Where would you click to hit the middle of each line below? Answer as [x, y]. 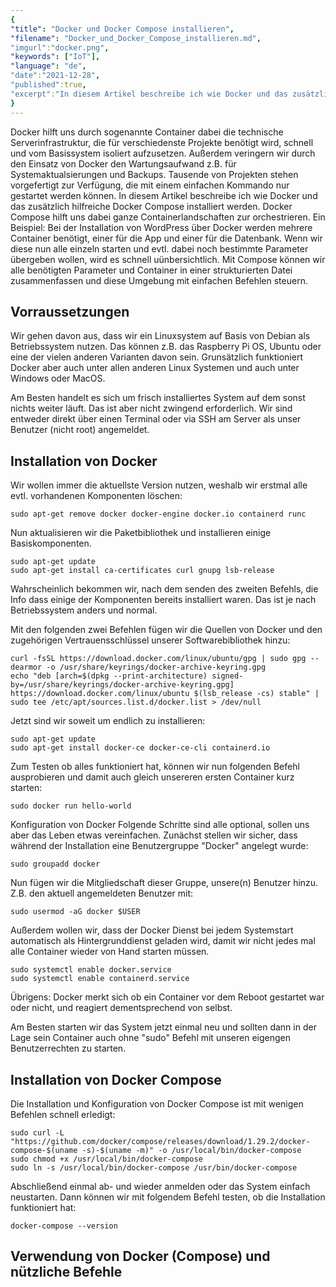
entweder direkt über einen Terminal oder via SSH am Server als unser [156, 419]
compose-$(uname [44, 1150]
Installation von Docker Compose [116, 1079]
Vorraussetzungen [70, 311]
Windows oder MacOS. [58, 378]
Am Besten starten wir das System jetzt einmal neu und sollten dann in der [163, 1027]
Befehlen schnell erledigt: [63, 1114]
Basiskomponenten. [51, 543]
